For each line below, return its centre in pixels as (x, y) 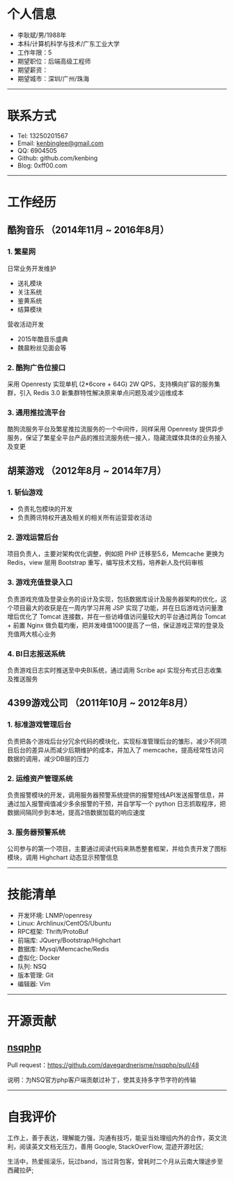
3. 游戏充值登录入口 (40, 582)
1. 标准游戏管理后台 (39, 725)
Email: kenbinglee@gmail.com (61, 143)
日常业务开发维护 (32, 268)
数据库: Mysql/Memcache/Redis (63, 949)
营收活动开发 (25, 324)
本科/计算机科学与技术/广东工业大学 (68, 43)
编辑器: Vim (34, 984)
